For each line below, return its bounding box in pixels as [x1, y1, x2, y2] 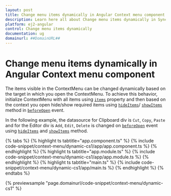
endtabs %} [5, 170, 31, 176]
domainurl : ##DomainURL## [5, 36, 60, 41]
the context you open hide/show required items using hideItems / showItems [5, 101, 162, 107]
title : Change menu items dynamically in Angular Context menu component [5, 12, 165, 17]
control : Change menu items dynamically [5, 26, 93, 32]
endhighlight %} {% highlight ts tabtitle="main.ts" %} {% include [5, 159, 140, 165]
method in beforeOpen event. [5, 107, 65, 113]
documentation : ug [5, 31, 44, 36]
